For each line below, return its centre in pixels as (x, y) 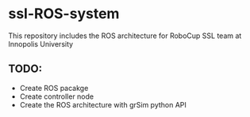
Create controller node (56, 96)
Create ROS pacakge (54, 88)
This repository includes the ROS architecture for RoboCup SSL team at (125, 36)
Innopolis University (41, 43)
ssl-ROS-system (64, 14)
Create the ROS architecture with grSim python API (103, 104)
